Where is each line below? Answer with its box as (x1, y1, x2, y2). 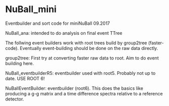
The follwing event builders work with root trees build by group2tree (5, 39, 147, 46)
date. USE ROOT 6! (5, 75, 45, 81)
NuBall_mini (5, 4, 57, 15)
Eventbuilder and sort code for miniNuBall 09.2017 (5, 20, 110, 26)
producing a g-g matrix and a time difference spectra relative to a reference (5, 90, 163, 96)
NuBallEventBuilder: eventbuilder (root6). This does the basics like (5, 85, 143, 91)
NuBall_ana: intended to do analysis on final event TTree (5, 30, 122, 36)
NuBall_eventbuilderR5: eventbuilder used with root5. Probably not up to (5, 70, 156, 76)
